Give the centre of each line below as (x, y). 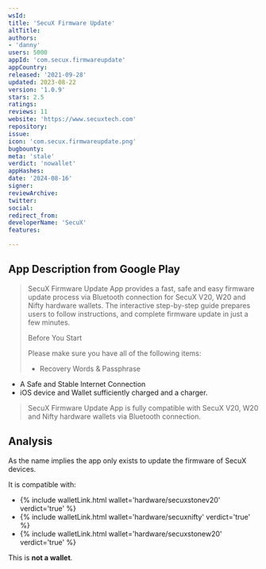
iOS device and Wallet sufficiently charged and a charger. (114, 392)
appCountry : (28, 68)
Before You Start (55, 337)
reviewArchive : (33, 193)
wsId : (17, 16)
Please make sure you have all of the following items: (114, 353)
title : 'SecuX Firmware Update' (62, 23)
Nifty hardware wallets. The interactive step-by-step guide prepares (139, 305)
